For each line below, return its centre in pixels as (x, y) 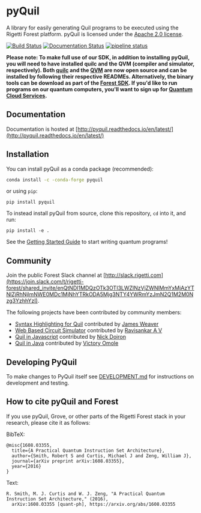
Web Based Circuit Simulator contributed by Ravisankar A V (88, 330)
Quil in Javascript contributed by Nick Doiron (70, 337)
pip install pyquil (31, 202)
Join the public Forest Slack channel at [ (56, 275)
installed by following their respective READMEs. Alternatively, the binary (100, 76)
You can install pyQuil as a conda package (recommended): (80, 169)
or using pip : (22, 191)
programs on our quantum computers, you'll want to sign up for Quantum (100, 89)
